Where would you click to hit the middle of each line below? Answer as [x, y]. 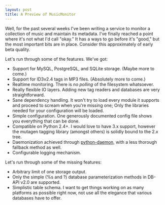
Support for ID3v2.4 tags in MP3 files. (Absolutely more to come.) [79, 79]
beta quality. [18, 49]
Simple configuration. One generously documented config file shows [82, 116]
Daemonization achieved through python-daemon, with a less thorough [84, 142]
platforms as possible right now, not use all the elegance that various [82, 193]
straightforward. [29, 95]
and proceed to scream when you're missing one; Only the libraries [81, 105]
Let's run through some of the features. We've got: [56, 59]
